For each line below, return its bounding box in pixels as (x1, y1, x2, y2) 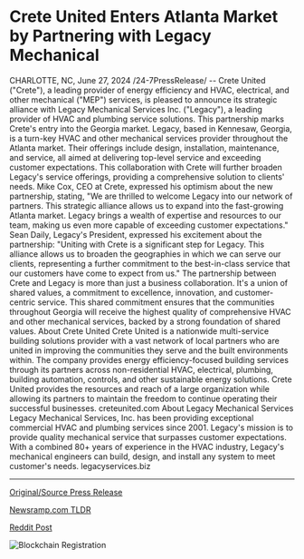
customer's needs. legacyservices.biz (9, 460, 151, 471)
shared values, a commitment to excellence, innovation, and (9, 287, 233, 298)
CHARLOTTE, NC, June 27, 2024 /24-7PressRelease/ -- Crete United (9, 74, 266, 85)
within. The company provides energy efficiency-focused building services (9, 354, 290, 365)
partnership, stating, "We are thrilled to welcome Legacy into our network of (9, 191, 293, 201)
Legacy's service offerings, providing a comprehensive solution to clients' (9, 171, 285, 182)
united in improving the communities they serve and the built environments (9, 345, 289, 356)
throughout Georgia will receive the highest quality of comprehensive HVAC (9, 306, 291, 317)
